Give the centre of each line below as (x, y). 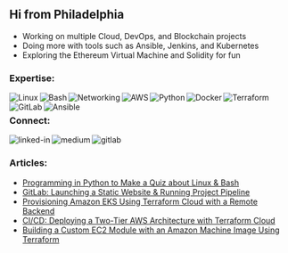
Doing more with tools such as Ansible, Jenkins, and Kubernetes (140, 45)
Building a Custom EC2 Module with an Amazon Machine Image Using (151, 230)
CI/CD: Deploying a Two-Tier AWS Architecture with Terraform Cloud (148, 220)
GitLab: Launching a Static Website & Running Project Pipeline (136, 192)
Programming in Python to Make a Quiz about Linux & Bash (130, 183)
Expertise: (32, 78)
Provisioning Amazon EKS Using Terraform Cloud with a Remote (140, 201)
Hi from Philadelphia (67, 15)
